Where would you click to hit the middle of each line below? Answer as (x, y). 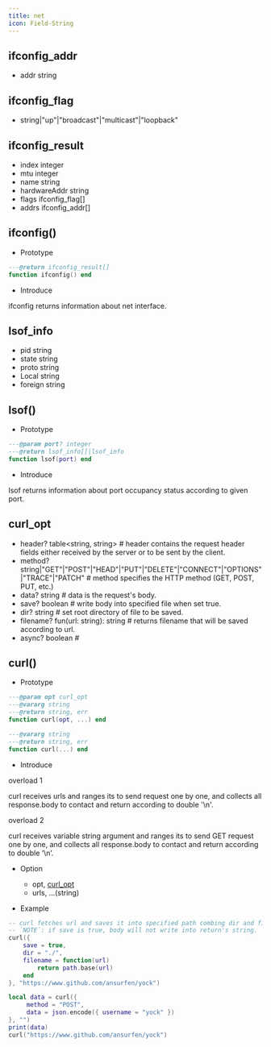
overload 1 (25, 780)
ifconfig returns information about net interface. (88, 305)
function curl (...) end (48, 749)
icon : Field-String (41, 23)
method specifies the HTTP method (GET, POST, (173, 578)
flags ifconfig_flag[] (52, 199)
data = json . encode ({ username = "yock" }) (100, 1012)
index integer (42, 164)
